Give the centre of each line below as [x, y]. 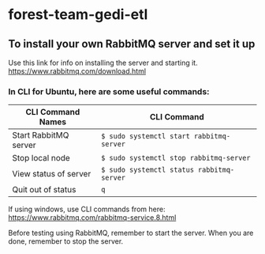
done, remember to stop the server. [66, 241]
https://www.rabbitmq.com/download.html [77, 71]
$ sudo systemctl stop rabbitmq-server [176, 158]
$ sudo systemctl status [148, 170]
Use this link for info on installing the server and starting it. [103, 63]
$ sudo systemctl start [146, 136]
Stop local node [41, 158]
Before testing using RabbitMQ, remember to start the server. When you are [131, 233]
